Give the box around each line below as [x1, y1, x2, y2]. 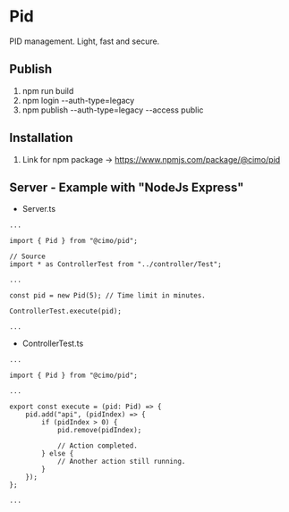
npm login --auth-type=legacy [21, 95, 135, 105]
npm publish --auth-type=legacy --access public [21, 105, 204, 115]
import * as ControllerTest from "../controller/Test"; [9, 260, 222, 269]
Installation [9, 130, 73, 146]
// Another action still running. [56, 457, 186, 466]
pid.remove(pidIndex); [56, 426, 142, 435]
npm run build [21, 85, 74, 96]
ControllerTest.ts [21, 338, 84, 349]
